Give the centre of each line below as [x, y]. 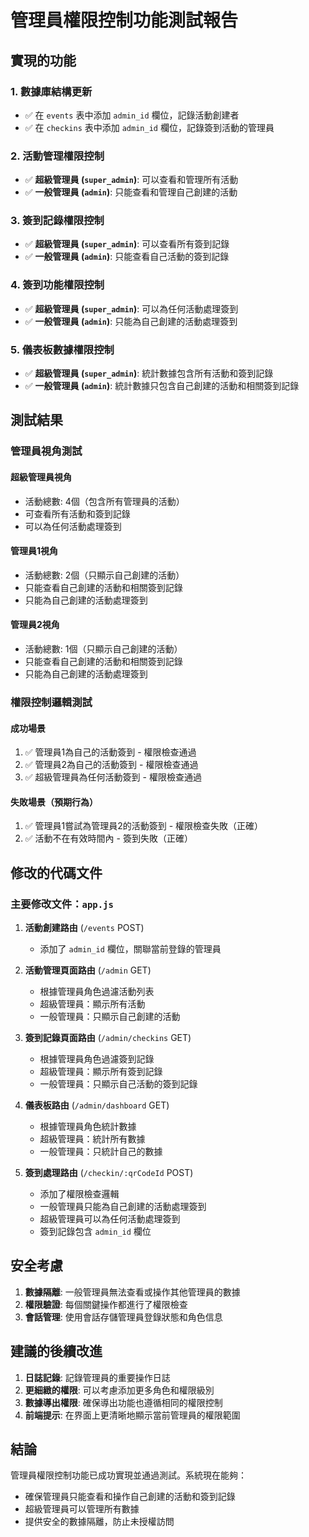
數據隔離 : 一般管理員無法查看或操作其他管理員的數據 [132, 1292]
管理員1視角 [34, 551]
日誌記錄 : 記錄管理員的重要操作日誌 [97, 1377]
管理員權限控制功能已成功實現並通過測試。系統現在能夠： [128, 1475]
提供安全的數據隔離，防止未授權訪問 [99, 1522]
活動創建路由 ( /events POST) [84, 927]
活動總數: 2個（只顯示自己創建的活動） [104, 575]
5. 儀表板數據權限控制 [62, 349]
